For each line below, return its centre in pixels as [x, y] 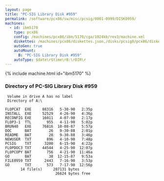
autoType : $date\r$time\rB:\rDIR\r [50, 60]
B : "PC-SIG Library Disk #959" [50, 55]
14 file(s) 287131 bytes [50, 169]
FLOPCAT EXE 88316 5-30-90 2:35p [49, 109]
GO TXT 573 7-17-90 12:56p [49, 165]
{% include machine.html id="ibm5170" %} [48, 73]
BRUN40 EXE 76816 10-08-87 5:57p [49, 126]
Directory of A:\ [25, 101]
